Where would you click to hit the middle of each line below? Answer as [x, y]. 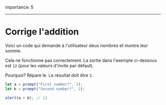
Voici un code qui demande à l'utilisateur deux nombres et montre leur [77, 45]
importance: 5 [19, 7]
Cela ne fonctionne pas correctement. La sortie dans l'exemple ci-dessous [81, 60]
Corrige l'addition [42, 32]
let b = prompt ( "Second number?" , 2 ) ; [45, 89]
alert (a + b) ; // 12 [26, 98]
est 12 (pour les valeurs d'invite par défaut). [49, 65]
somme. [13, 51]
